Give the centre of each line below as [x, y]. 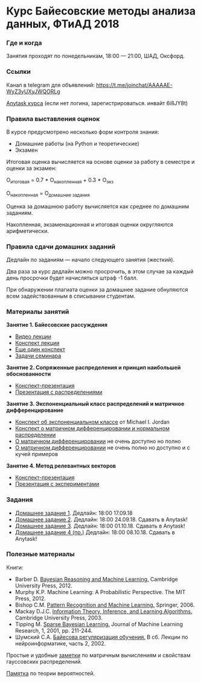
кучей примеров [37, 454]
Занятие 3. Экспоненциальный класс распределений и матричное [95, 404]
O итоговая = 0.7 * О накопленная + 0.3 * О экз [60, 181]
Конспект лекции [37, 343]
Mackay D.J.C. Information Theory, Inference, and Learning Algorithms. [104, 611]
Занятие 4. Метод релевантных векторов [61, 466]
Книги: [15, 567]
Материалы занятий [38, 312]
